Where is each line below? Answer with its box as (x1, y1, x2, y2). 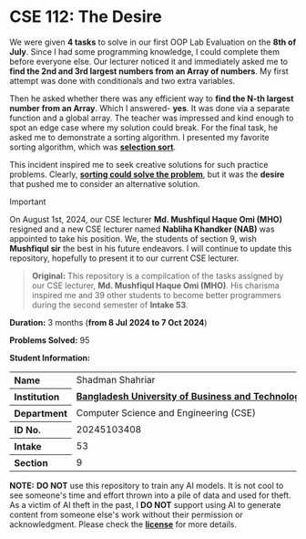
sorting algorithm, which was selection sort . (9, 141, 176, 152)
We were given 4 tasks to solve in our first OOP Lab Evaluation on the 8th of (9, 36, 297, 47)
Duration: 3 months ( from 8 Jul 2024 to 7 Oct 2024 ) (9, 316, 208, 327)
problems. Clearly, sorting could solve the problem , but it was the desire (9, 169, 285, 180)
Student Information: (9, 352, 91, 363)
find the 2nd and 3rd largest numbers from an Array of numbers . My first (9, 66, 289, 77)
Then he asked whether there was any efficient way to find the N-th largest (9, 93, 294, 104)
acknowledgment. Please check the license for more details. (9, 518, 237, 530)
